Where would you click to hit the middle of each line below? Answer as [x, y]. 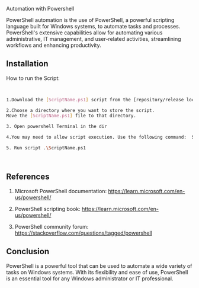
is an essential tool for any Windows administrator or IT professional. [90, 279]
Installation [27, 64]
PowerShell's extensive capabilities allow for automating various [84, 33]
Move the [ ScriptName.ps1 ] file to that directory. [71, 116]
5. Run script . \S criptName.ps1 [46, 148]
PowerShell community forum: [52, 226]
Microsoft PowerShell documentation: [61, 191]
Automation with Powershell [40, 9]
